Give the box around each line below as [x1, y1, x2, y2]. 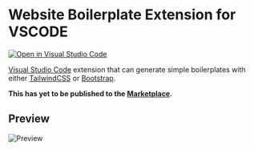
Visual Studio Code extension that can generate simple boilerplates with [8, 64, 246, 74]
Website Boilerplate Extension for [8, 6, 236, 24]
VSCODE [8, 22, 68, 41]
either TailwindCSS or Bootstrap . [8, 73, 116, 83]
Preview [8, 112, 50, 126]
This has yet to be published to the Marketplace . [8, 88, 173, 98]
